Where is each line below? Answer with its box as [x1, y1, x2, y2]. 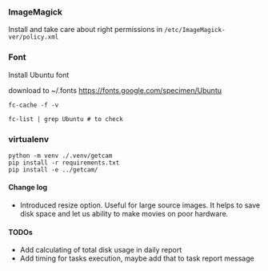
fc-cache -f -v [8, 101, 59, 109]
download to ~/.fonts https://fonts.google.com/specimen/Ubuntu [8, 85, 222, 95]
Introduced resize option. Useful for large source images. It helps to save [19, 200, 261, 210]
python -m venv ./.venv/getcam [8, 152, 113, 160]
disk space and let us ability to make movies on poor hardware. [19, 209, 229, 219]
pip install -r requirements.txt [8, 159, 120, 167]
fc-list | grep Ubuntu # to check [8, 115, 124, 123]
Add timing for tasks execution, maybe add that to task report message [19, 253, 254, 263]
